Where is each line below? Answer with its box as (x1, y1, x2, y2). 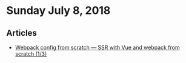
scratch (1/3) (15, 50, 47, 58)
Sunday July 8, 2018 (6, 4, 111, 18)
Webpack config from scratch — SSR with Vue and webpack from (15, 44, 180, 51)
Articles (6, 28, 38, 38)
